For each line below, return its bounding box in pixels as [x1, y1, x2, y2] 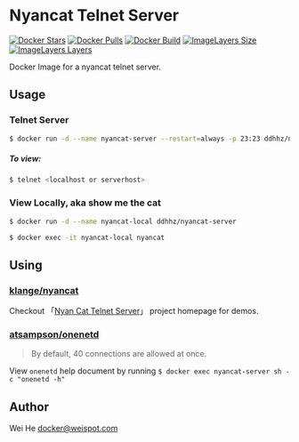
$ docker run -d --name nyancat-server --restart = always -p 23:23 [9, 134, 261, 143]
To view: [9, 153, 42, 165]
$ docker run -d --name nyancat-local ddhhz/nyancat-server [9, 217, 238, 226]
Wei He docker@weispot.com [9, 423, 118, 434]
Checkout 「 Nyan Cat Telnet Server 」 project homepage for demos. [9, 306, 259, 317]
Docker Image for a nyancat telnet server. [9, 61, 162, 72]
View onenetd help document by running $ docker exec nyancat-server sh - [9, 366, 290, 376]
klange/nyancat [9, 284, 79, 296]
